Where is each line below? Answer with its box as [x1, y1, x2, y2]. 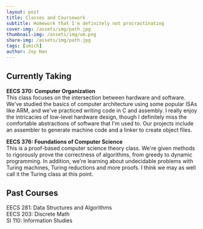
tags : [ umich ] [6, 43, 43, 49]
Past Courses [6, 188, 59, 198]
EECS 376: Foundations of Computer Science [6, 138, 123, 145]
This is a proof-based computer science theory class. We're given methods [6, 144, 196, 152]
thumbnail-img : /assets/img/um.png [6, 32, 97, 38]
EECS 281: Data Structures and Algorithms [6, 204, 112, 211]
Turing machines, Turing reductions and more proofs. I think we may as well [6, 164, 196, 171]
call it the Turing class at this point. [6, 170, 94, 177]
